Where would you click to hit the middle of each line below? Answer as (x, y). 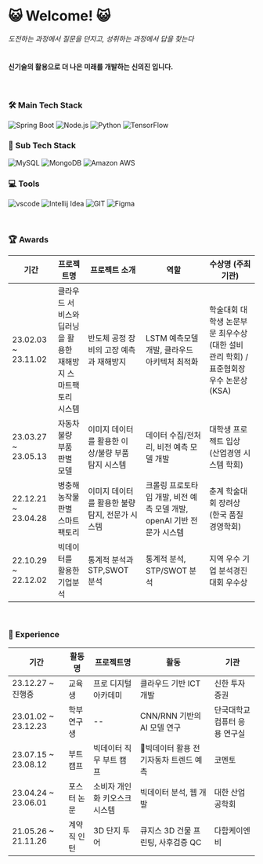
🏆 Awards (29, 239)
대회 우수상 (229, 582)
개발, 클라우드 (169, 350)
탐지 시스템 (107, 465)
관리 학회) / (229, 357)
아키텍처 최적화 (172, 362)
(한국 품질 (227, 515)
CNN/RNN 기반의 (171, 716)
